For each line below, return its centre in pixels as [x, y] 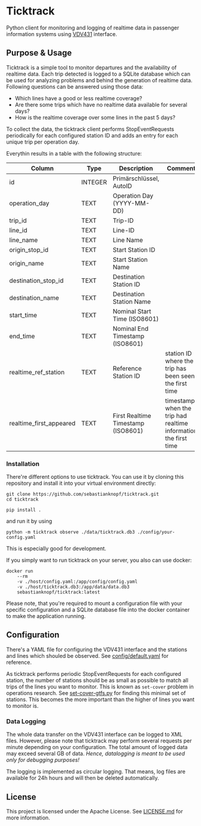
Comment [181, 168]
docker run [20, 571]
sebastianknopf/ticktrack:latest [59, 592]
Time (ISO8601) [136, 318]
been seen [180, 375]
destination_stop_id [36, 281]
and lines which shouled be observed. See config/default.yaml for [87, 655]
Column [42, 168]
